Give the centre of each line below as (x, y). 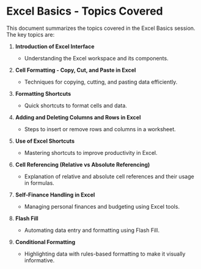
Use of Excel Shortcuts (45, 141)
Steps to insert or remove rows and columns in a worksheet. (100, 129)
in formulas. (39, 183)
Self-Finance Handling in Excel (55, 195)
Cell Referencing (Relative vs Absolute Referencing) (82, 164)
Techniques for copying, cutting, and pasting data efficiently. (101, 82)
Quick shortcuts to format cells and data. (75, 106)
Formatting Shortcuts (43, 93)
